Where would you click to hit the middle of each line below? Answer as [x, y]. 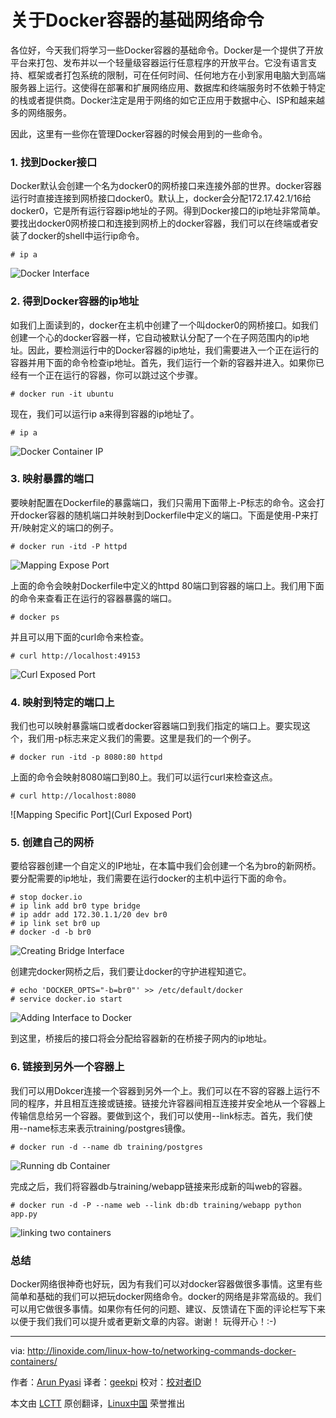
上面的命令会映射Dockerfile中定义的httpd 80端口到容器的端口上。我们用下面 [167, 585]
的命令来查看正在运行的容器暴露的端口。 [93, 598]
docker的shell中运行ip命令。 [86, 236]
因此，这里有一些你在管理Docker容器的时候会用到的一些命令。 [139, 133]
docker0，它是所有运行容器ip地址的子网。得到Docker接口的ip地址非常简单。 [168, 211]
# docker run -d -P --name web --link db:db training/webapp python [156, 1205]
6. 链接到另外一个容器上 [67, 1067]
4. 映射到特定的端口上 [62, 702]
